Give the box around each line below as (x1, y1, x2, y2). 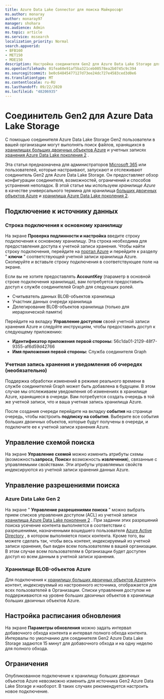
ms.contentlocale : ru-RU (5, 80, 56, 85)
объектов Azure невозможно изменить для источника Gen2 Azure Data (5, 678, 154, 684)
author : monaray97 (5, 16, 42, 21)
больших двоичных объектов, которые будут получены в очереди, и (5, 419, 148, 425)
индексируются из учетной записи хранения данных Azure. (5, 467, 130, 473)
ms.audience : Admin (5, 25, 45, 30)
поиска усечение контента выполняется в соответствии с (5, 522, 126, 528)
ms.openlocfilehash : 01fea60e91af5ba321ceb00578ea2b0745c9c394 (5, 67, 137, 71)
